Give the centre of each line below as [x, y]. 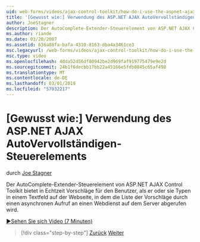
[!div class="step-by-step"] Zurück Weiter [72, 232]
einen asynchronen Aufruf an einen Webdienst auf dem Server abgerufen [96, 203]
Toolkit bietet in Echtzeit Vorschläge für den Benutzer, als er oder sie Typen [99, 190]
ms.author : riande [29, 34]
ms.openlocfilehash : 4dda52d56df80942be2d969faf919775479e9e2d [86, 61]
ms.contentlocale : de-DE [37, 78]
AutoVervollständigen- [64, 144]
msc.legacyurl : [25, 51]
